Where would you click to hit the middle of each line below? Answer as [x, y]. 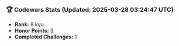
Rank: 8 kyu [29, 24]
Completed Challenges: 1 [46, 37]
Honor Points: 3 [34, 31]
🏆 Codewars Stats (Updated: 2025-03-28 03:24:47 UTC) [90, 9]
